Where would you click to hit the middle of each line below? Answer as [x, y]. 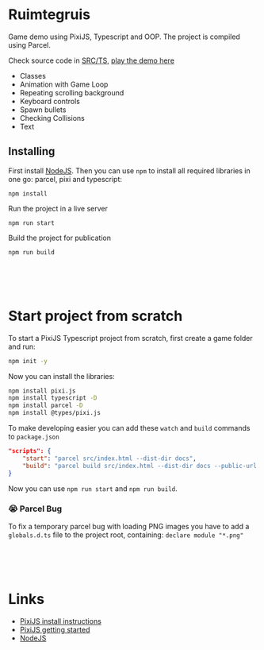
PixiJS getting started [55, 629]
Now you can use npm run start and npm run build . [93, 488]
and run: [22, 346]
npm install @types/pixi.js [55, 413]
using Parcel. [30, 44]
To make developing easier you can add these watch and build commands [129, 428]
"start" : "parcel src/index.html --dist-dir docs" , [109, 458]
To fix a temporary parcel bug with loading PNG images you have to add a [129, 526]
